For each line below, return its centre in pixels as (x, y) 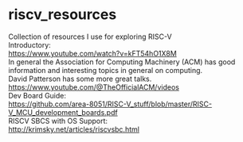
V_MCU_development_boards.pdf (63, 112)
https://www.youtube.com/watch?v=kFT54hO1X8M (92, 53)
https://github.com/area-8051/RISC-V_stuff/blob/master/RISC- (110, 104)
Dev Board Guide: (37, 95)
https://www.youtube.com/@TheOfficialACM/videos (94, 87)
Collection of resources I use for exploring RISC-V (90, 36)
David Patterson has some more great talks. (80, 79)
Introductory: (30, 44)
